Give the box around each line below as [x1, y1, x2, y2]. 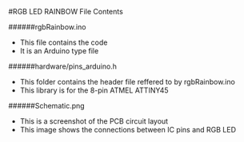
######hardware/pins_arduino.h [8, 61, 118, 71]
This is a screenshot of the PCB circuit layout [19, 116, 169, 126]
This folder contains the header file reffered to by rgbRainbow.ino [19, 77, 236, 86]
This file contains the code [19, 37, 108, 47]
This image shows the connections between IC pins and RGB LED [19, 125, 237, 134]
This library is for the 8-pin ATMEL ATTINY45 [19, 85, 170, 95]
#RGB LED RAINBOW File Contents [8, 7, 124, 16]
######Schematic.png [8, 101, 86, 110]
